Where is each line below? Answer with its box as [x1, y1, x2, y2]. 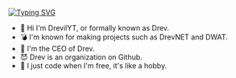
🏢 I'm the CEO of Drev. [19, 44, 95, 53]
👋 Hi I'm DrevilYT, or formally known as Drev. [19, 23, 170, 32]
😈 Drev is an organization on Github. [19, 52, 143, 62]
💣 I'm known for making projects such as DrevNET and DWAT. [19, 32, 228, 42]
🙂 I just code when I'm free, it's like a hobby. [19, 61, 168, 70]
